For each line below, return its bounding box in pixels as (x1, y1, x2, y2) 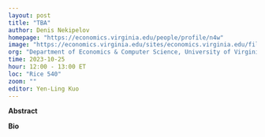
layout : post (8, 11, 51, 20)
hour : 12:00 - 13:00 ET (8, 63, 87, 71)
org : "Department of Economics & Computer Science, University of (8, 48, 231, 56)
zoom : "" (8, 77, 37, 85)
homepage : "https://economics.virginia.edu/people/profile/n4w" (8, 33, 224, 42)
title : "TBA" (8, 19, 51, 27)
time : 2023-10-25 (8, 56, 65, 64)
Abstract (8, 106, 38, 116)
